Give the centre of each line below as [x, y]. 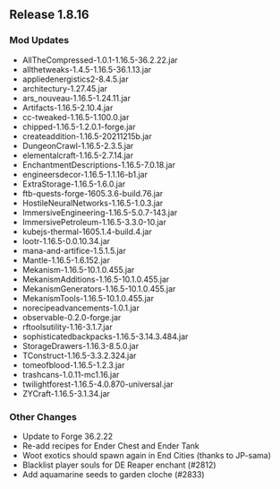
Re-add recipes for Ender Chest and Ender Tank [110, 445]
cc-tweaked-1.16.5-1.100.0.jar [76, 117]
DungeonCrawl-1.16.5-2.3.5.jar [78, 145]
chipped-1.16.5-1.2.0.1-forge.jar [79, 127]
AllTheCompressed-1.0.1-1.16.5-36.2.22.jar [100, 60]
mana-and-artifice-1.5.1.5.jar [74, 250]
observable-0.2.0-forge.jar [72, 317]
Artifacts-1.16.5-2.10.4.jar [68, 108]
